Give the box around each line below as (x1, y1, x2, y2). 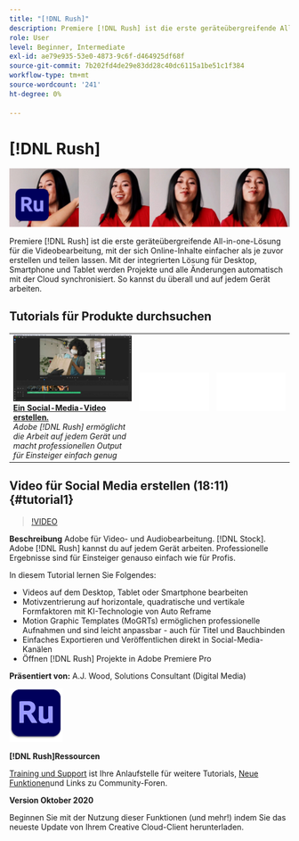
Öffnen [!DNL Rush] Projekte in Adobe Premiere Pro (21, 653, 212, 664)
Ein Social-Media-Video (12, 402, 107, 414)
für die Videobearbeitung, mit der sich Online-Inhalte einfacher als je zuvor (9, 245, 284, 256)
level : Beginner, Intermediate (9, 43, 125, 52)
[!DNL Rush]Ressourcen (9, 750, 101, 762)
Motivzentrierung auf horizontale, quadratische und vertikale (21, 596, 246, 606)
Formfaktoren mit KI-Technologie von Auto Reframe (21, 606, 212, 616)
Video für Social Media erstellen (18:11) (9, 478, 230, 494)
